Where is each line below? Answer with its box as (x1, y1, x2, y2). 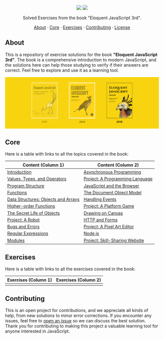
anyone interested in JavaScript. (5, 328, 70, 334)
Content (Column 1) (22, 162, 64, 168)
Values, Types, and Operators (7, 176, 67, 182)
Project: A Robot (7, 217, 40, 223)
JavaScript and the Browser (83, 183, 140, 188)
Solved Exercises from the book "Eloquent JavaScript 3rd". (22, 15, 142, 21)
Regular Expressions (7, 231, 49, 236)
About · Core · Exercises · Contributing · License (34, 25, 130, 30)
